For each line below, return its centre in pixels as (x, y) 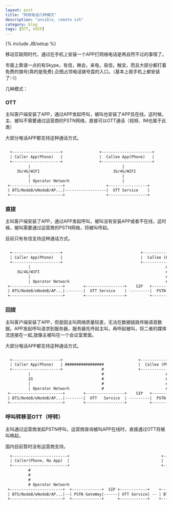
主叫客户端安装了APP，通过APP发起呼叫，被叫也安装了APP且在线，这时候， (86, 114)
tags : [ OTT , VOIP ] (25, 29)
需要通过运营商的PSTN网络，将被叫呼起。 (67, 228)
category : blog (21, 24)
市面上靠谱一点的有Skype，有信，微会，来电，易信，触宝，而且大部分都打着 (86, 65)
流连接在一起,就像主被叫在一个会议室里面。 (51, 335)
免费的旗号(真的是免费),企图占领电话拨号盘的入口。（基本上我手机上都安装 (83, 72)
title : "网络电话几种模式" (31, 15)
